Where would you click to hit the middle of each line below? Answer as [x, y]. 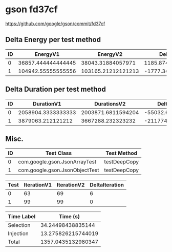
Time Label [22, 217]
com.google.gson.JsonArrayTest [57, 162]
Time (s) [69, 217]
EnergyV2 [110, 54]
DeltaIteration [107, 185]
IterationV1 [38, 185]
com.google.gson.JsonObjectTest [59, 170]
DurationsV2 [110, 103]
